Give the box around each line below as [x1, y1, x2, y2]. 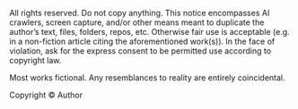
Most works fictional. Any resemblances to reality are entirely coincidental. [9, 72, 285, 83]
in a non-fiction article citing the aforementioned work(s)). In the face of [9, 36, 276, 46]
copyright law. [9, 55, 62, 65]
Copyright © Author [9, 89, 83, 100]
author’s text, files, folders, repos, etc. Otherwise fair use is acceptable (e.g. [9, 27, 290, 37]
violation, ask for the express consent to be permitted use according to [9, 46, 272, 56]
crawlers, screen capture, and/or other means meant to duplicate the [9, 17, 265, 28]
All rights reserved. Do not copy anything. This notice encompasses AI [9, 8, 270, 18]
